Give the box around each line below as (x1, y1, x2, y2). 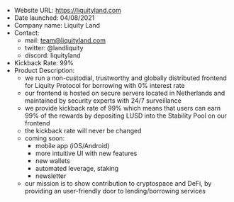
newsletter (35, 172, 67, 180)
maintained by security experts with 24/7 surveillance (24, 96, 182, 105)
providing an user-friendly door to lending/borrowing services (24, 187, 206, 195)
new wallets (35, 157, 71, 165)
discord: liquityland (24, 51, 81, 60)
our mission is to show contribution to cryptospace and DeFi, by (24, 179, 212, 187)
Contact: (13, 28, 40, 37)
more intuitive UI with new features (35, 149, 138, 157)
